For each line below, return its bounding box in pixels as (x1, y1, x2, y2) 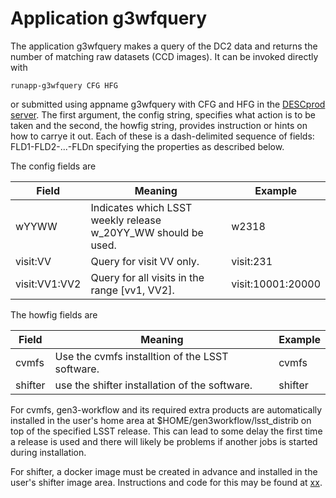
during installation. (10, 446, 87, 458)
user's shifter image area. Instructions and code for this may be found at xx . (10, 476, 323, 488)
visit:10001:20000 (231, 277, 321, 291)
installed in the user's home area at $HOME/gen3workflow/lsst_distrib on (10, 414, 312, 426)
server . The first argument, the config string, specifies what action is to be (10, 108, 317, 121)
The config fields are (10, 160, 97, 172)
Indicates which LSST (90, 200, 193, 214)
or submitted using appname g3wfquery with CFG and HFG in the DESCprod (10, 98, 326, 110)
